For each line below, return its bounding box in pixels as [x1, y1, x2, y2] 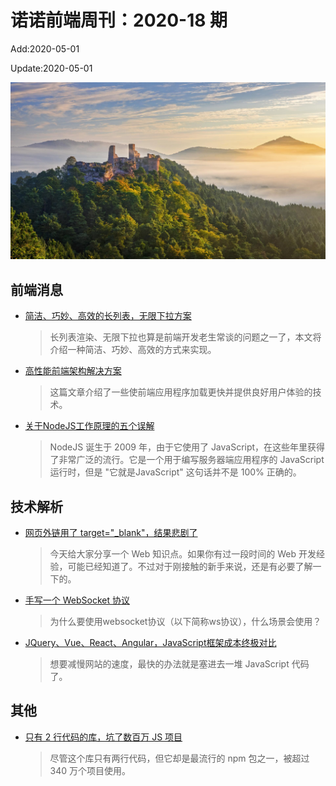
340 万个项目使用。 [49, 764, 132, 776]
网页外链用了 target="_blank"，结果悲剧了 [24, 527, 198, 539]
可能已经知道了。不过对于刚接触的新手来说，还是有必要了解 [67, 561, 313, 573]
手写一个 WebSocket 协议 [24, 594, 130, 606]
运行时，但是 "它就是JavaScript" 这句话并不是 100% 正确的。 [49, 466, 302, 478]
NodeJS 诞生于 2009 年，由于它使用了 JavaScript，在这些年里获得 [49, 441, 326, 453]
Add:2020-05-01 [10, 42, 80, 55]
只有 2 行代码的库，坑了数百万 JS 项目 [24, 731, 183, 743]
